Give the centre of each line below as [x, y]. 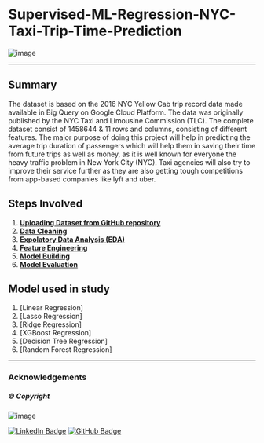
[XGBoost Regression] [55, 333]
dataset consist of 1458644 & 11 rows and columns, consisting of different [128, 129]
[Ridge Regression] [51, 324]
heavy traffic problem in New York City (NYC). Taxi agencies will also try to [129, 162]
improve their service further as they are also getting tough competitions [126, 170]
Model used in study [59, 289]
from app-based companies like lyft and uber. [82, 179]
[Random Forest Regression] [66, 350]
